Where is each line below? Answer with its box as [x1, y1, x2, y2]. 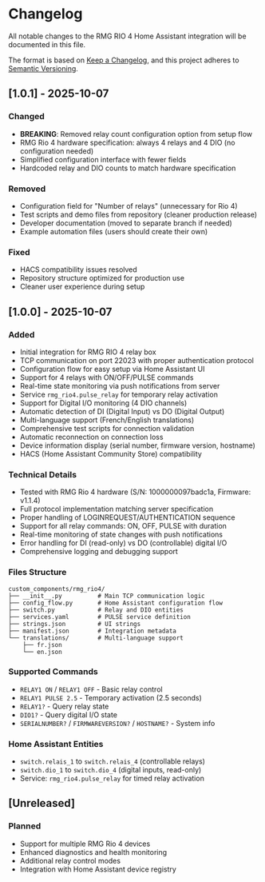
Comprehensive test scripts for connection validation [19, 423, 195, 433]
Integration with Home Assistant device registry [19, 864, 177, 874]
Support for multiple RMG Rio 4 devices [19, 839, 151, 848]
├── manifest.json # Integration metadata [8, 627, 177, 635]
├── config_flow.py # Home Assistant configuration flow [8, 599, 223, 607]
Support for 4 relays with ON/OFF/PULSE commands [19, 373, 194, 382]
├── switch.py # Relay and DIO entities [8, 605, 184, 614]
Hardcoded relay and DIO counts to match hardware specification [19, 163, 236, 173]
